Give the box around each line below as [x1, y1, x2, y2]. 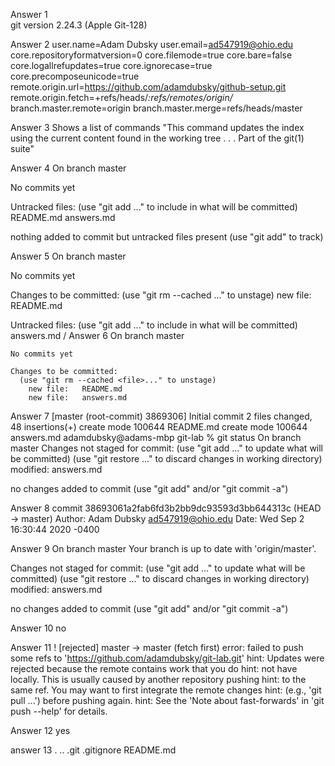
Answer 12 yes [10, 725, 71, 736]
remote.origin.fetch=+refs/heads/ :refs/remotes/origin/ [10, 92, 233, 103]
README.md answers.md [10, 212, 116, 223]
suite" [10, 143, 35, 154]
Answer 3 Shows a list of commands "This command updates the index [10, 122, 305, 133]
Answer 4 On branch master [10, 162, 127, 174]
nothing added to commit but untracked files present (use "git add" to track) [10, 231, 324, 243]
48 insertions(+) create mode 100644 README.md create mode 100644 [10, 421, 308, 433]
